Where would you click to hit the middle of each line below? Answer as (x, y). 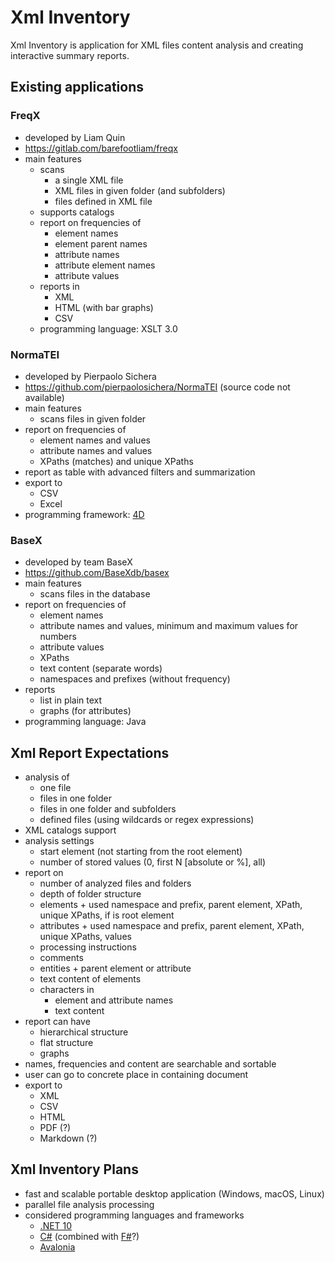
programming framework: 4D (84, 514)
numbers (58, 637)
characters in (67, 990)
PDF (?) (55, 1128)
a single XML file (89, 180)
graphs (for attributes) (85, 711)
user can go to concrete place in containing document (136, 1075)
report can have (57, 1022)
